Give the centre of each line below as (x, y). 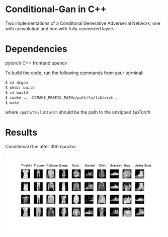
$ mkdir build (20, 87)
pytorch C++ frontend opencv (36, 63)
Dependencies (36, 49)
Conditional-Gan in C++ (56, 9)
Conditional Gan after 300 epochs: (41, 146)
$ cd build (17, 93)
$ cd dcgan (17, 82)
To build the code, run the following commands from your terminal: (74, 73)
